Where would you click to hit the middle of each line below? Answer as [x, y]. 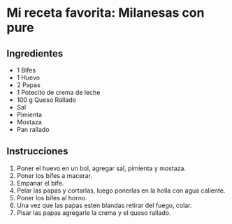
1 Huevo [28, 77]
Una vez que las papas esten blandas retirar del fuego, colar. [104, 205]
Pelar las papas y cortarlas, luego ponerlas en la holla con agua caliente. [121, 191]
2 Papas [29, 85]
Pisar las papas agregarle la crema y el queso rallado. [94, 212]
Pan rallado [33, 129]
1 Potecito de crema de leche [58, 92]
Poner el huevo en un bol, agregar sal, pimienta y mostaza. [101, 168]
